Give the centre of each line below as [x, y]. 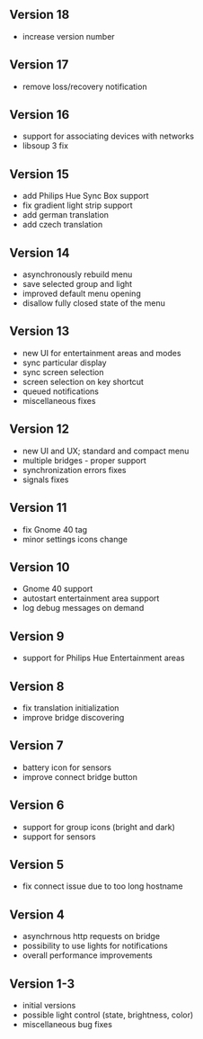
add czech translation [62, 225]
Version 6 [37, 806]
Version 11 [38, 508]
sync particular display [64, 363]
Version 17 [39, 65]
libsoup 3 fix [45, 146]
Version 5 [37, 864]
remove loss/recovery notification [84, 86]
